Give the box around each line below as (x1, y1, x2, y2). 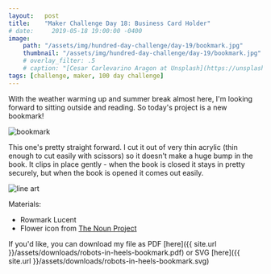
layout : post (8, 11, 60, 20)
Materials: (8, 199, 42, 209)
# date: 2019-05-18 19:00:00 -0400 (8, 27, 143, 35)
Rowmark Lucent (19, 214, 77, 224)
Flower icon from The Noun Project (19, 223, 137, 233)
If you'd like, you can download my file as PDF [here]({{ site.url (8, 239, 217, 248)
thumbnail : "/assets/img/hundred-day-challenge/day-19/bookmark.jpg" (23, 49, 262, 57)
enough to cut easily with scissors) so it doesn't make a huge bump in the (8, 151, 253, 160)
